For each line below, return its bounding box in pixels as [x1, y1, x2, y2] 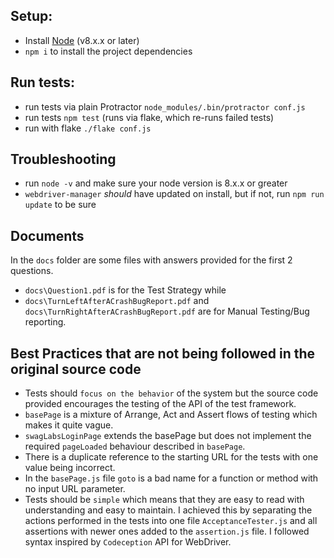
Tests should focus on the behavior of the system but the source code [24, 387, 319, 399]
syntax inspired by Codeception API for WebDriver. [24, 536, 232, 548]
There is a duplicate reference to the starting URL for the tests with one [24, 451, 319, 463]
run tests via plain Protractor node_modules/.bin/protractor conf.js [24, 100, 306, 113]
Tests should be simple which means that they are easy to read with [24, 494, 305, 506]
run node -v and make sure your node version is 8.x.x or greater [24, 177, 288, 189]
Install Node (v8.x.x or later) [24, 34, 140, 46]
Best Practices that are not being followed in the [10, 345, 316, 362]
